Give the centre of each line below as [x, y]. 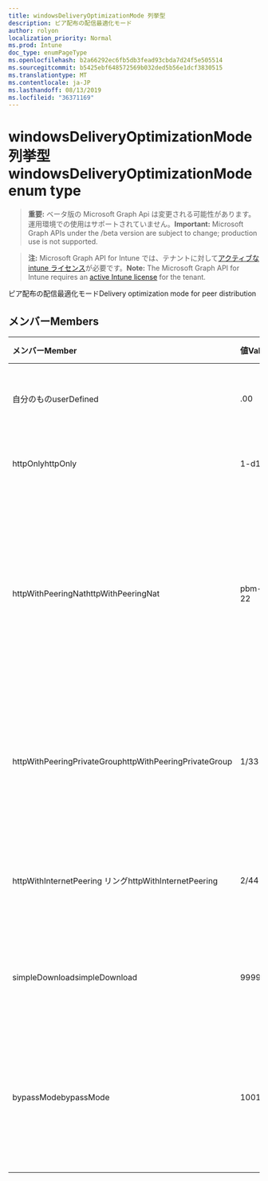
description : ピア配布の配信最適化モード [70, 23]
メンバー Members [54, 321]
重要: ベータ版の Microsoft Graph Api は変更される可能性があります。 [142, 214]
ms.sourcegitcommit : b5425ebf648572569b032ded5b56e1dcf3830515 [116, 68]
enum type [45, 191]
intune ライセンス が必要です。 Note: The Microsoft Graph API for [134, 268]
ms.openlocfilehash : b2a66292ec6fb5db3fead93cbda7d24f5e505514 [116, 61]
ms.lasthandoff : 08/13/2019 [55, 90]
